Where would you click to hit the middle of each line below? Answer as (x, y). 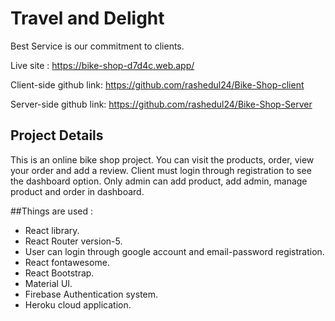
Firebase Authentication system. (91, 294)
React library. (52, 230)
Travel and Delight (87, 18)
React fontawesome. (67, 262)
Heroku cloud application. (78, 304)
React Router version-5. (73, 241)
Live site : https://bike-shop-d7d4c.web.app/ (102, 65)
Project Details (57, 135)
